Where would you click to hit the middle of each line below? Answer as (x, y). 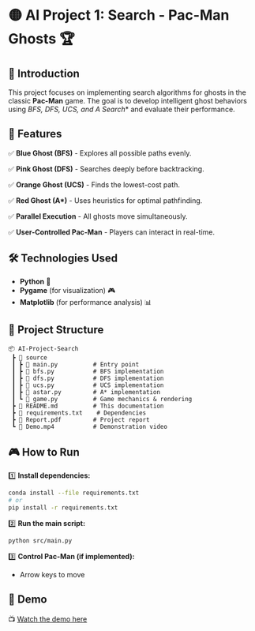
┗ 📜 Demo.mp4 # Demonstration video (90, 427)
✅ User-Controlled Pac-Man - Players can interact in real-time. (112, 232)
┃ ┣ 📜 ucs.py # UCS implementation (88, 385)
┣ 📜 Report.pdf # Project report (81, 420)
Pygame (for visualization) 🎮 (67, 290)
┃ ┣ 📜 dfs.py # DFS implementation (88, 379)
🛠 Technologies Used (63, 259)
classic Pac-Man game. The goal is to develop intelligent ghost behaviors (127, 101)
